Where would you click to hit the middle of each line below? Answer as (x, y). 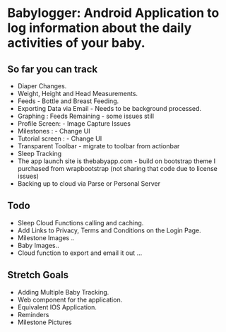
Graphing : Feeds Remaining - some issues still (85, 116)
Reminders (33, 314)
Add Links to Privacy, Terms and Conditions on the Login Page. (109, 230)
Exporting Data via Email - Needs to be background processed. (109, 108)
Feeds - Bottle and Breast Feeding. (68, 101)
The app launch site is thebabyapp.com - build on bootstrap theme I (117, 161)
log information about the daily (100, 28)
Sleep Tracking (40, 154)
